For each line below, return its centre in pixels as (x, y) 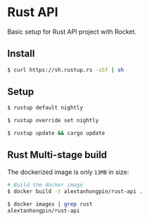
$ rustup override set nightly (53, 121)
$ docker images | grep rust (50, 204)
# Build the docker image (45, 185)
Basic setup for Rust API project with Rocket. (72, 32)
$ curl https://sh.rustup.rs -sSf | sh (66, 70)
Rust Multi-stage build (57, 155)
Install (21, 54)
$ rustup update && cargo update (56, 133)
